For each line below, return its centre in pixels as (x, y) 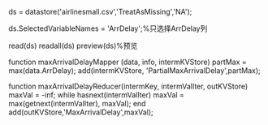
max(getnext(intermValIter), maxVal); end (77, 103)
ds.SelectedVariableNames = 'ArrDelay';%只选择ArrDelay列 (108, 28)
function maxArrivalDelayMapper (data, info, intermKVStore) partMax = (128, 62)
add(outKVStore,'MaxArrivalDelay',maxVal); (81, 112)
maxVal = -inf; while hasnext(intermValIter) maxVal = (96, 95)
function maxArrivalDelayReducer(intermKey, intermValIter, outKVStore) (128, 86)
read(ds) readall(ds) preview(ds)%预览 (73, 45)
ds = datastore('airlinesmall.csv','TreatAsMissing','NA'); (100, 12)
